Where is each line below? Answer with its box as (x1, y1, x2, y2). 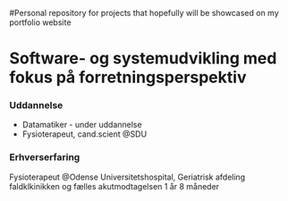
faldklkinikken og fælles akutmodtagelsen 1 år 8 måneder (9, 180, 220, 191)
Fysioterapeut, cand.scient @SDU (21, 129, 148, 139)
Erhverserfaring (9, 151, 80, 163)
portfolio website (9, 17, 72, 28)
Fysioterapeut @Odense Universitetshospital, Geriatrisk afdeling (9, 172, 246, 182)
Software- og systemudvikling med (9, 48, 277, 69)
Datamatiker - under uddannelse (21, 120, 142, 130)
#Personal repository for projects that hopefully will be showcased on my (9, 8, 279, 18)
